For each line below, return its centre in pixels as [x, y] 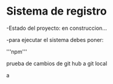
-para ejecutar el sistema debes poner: [55, 40]
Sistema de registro [57, 11]
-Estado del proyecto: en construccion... [57, 28]
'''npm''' [17, 51]
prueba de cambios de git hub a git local [57, 63]
